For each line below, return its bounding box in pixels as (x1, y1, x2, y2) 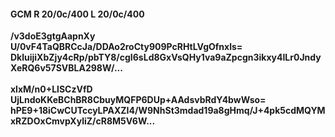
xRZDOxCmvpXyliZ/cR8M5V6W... (10, 115, 156, 127)
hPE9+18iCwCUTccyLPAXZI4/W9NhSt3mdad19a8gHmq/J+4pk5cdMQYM (10, 105, 326, 117)
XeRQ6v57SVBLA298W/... (10, 62, 123, 74)
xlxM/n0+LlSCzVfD (10, 83, 93, 95)
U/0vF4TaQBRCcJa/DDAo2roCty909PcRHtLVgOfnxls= (10, 41, 243, 53)
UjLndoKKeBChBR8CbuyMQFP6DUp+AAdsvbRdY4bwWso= (10, 94, 267, 106)
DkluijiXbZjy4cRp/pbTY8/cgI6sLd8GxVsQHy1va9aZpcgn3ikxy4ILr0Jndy (10, 51, 322, 64)
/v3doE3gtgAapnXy (10, 30, 96, 42)
